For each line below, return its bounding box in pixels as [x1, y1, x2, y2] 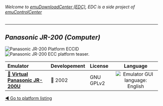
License [89, 63, 109, 70]
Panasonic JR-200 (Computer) [5, 33, 100, 41]
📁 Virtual [7, 71, 28, 77]
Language [124, 63, 148, 70]
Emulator [7, 63, 29, 70]
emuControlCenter [5, 9, 42, 15]
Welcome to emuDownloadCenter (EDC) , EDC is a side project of [5, 4, 135, 10]
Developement [50, 63, 85, 70]
